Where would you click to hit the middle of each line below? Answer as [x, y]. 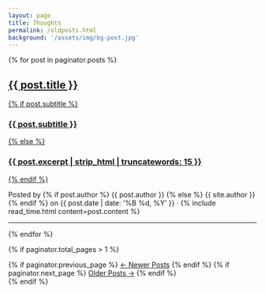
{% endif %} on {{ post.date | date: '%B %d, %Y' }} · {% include [112, 203]
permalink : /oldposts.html [52, 30]
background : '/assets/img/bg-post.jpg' [74, 38]
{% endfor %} [31, 234]
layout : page [30, 15]
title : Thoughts [35, 23]
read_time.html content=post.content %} [74, 211]
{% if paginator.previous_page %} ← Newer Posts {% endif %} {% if [119, 265]
